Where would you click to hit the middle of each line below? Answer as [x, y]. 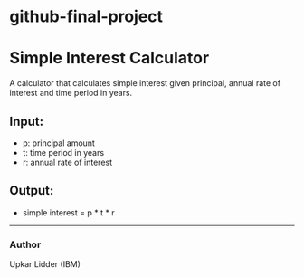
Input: [26, 121]
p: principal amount [58, 143]
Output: [32, 191]
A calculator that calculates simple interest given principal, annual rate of [145, 83]
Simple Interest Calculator [109, 58]
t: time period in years [63, 152]
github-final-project [86, 17]
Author [25, 244]
